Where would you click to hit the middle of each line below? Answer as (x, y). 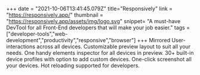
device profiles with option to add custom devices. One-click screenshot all (99, 59)
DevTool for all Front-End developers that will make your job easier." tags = (98, 27)
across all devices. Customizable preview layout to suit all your (114, 46)
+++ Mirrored (154, 40)
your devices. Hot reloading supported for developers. (73, 65)
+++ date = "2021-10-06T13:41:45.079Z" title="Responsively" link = (90, 9)
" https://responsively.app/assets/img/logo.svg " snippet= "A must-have (93, 21)
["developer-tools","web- (37, 34)
